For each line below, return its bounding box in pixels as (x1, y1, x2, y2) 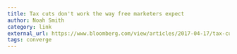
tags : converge (7, 36, 52, 43)
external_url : (7, 29, 49, 37)
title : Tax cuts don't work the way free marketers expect (7, 10, 185, 18)
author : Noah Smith (7, 17, 65, 24)
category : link (7, 23, 52, 30)
